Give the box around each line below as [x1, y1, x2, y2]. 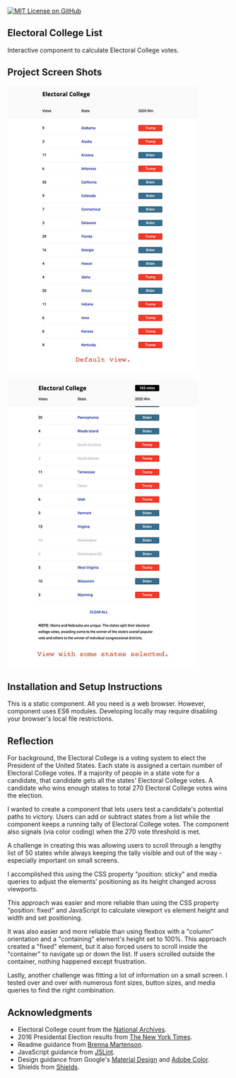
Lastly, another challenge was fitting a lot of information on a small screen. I [7, 971, 228, 980]
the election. [7, 791, 44, 800]
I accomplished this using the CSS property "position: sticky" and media [7, 870, 218, 879]
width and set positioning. [7, 913, 83, 922]
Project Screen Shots [7, 66, 102, 78]
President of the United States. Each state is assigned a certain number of [7, 762, 223, 770]
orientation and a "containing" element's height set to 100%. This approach [7, 935, 227, 943]
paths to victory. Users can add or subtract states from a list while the [7, 812, 211, 821]
